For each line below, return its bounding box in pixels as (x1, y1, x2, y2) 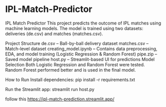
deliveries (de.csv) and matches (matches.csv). (5, 30, 103, 36)
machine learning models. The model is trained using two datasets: (5, 25, 143, 31)
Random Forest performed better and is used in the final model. (5, 66, 136, 73)
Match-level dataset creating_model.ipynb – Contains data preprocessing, (5, 45, 157, 51)
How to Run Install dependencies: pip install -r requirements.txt (5, 76, 135, 82)
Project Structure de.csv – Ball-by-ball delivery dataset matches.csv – (5, 40, 149, 46)
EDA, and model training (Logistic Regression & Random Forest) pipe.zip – (5, 51, 157, 57)
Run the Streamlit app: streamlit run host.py (5, 86, 95, 92)
